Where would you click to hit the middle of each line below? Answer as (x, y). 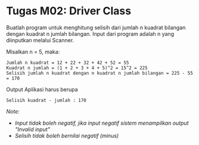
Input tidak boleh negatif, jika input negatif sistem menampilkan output (102, 123)
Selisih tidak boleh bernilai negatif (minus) (67, 135)
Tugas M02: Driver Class (69, 11)
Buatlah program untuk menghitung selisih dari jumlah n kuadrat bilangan (96, 27)
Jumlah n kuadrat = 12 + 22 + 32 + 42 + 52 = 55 (68, 63)
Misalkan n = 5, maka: (33, 51)
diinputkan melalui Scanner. (40, 40)
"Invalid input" (32, 129)
